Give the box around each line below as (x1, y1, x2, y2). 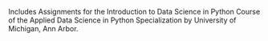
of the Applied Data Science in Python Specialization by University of (8, 15, 237, 25)
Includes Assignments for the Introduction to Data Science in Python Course (8, 7, 261, 16)
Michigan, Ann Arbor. (8, 24, 79, 33)
